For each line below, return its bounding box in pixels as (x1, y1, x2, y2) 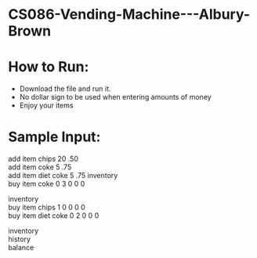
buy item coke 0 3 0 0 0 (8, 179, 85, 189)
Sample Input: (8, 128, 101, 146)
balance (8, 243, 34, 253)
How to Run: (8, 58, 89, 76)
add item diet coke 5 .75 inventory (8, 171, 118, 180)
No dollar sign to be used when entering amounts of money (19, 93, 212, 102)
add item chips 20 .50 (8, 154, 78, 164)
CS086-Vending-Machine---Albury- (8, 5, 251, 24)
